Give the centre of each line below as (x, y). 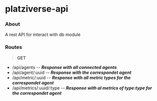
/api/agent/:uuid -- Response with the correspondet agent (72, 72)
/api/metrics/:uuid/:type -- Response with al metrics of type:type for (82, 88)
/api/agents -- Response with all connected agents (64, 67)
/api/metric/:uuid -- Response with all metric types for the (71, 77)
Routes (14, 47)
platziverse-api (37, 9)
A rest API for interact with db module (43, 34)
